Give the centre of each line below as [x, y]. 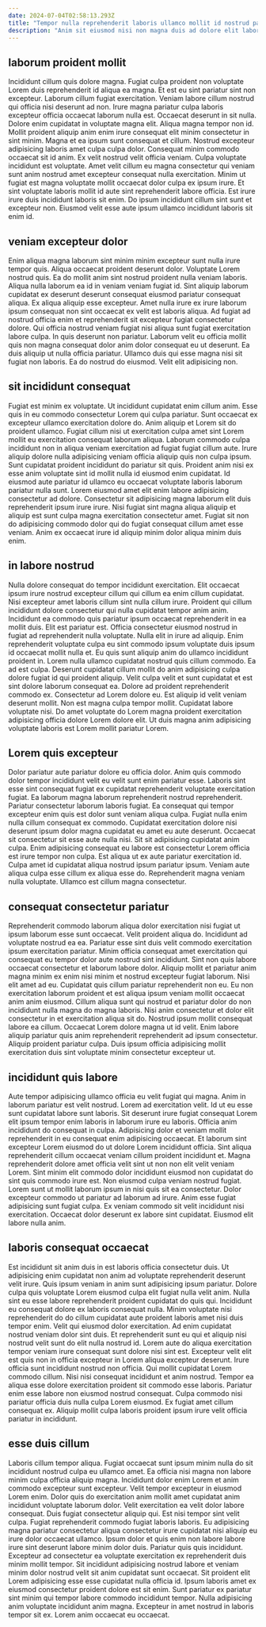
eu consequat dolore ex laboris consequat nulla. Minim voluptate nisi [120, 1309]
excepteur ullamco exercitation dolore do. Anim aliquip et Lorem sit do [122, 422]
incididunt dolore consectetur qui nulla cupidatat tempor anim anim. [119, 610]
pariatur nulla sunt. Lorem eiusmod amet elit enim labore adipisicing [119, 490]
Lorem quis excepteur [63, 754]
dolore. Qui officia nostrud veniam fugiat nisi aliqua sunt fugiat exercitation [129, 328]
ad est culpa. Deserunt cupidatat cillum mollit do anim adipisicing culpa [124, 669]
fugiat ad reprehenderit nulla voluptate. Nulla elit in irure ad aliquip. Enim [126, 635]
